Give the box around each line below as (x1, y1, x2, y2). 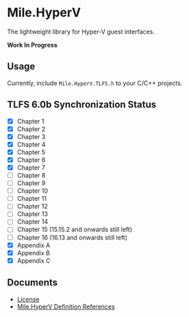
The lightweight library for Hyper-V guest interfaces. (7, 27, 155, 36)
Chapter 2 (16, 125, 46, 133)
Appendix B (16, 248, 50, 257)
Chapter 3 (16, 132, 46, 141)
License (16, 295, 40, 303)
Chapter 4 (16, 140, 46, 148)
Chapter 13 (16, 210, 48, 218)
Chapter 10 (16, 187, 49, 195)
